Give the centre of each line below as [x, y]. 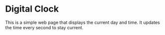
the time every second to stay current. [44, 27]
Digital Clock [32, 9]
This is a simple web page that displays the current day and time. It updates [82, 22]
